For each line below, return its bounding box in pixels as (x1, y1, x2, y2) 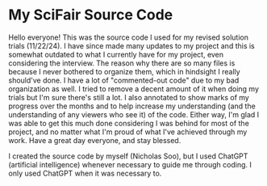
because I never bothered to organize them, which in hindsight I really (8, 66, 240, 76)
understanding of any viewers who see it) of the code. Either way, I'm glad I (8, 109, 260, 119)
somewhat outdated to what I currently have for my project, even (8, 49, 224, 59)
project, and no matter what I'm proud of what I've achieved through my (8, 127, 248, 137)
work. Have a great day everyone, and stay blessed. (8, 135, 181, 145)
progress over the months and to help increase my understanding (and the (8, 101, 256, 111)
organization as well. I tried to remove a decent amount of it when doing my (8, 83, 260, 94)
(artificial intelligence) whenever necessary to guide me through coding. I (8, 159, 252, 169)
